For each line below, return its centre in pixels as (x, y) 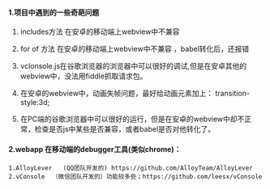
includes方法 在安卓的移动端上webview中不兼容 (100, 31)
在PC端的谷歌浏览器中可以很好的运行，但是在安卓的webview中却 (129, 119)
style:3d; (35, 103)
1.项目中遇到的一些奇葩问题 (54, 12)
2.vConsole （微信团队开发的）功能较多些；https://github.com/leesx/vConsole (135, 177)
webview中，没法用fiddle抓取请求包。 (84, 76)
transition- (232, 94)
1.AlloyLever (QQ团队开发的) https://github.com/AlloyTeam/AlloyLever (131, 168)
